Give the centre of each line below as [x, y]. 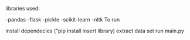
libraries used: [23, 8]
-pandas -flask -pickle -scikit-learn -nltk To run [63, 19]
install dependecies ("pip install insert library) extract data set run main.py [95, 31]
